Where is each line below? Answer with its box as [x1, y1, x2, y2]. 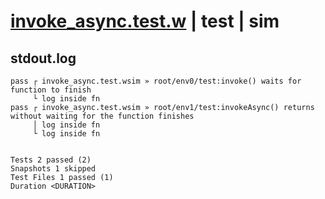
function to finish [10, 85, 92, 95]
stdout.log [10, 50, 77, 67]
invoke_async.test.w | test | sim [10, 10, 280, 33]
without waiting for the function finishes [10, 111, 195, 121]
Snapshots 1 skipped [10, 164, 97, 174]
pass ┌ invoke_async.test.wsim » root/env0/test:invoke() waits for [10, 76, 302, 86]
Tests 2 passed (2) [10, 155, 92, 165]
